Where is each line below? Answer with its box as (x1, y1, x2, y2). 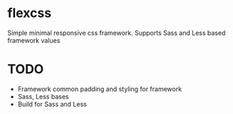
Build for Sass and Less (17, 100, 87, 108)
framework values (7, 36, 61, 44)
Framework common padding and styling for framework (17, 84, 182, 93)
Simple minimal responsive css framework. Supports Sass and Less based (7, 28, 226, 37)
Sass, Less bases (17, 92, 69, 100)
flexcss (7, 5, 52, 21)
